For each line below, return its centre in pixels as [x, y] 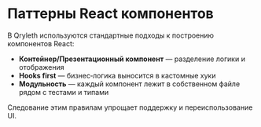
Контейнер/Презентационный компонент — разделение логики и [132, 59]
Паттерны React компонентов [110, 14]
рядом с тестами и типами [64, 92]
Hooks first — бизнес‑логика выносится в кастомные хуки [117, 75]
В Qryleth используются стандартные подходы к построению [110, 35]
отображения [41, 67]
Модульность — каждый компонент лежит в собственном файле [129, 84]
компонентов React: [41, 43]
